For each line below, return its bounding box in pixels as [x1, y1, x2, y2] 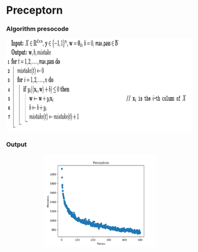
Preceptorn [6, 4, 63, 17]
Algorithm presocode [6, 25, 69, 33]
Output [6, 141, 27, 149]
